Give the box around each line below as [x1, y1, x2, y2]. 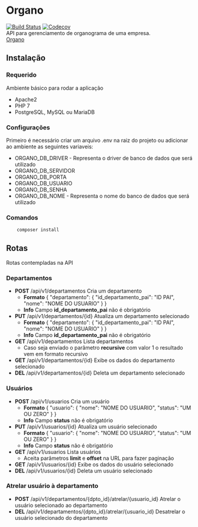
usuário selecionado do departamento [14, 514, 108, 521]
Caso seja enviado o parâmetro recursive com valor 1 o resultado [23, 344, 183, 351]
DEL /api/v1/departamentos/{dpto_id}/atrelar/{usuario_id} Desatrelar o [14, 508, 186, 515]
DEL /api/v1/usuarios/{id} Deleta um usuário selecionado [14, 467, 152, 474]
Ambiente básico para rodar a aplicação [6, 84, 103, 91]
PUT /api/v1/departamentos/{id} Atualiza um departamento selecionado [14, 313, 190, 320]
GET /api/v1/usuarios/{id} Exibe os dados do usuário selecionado [14, 461, 174, 468]
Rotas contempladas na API [6, 259, 73, 266]
